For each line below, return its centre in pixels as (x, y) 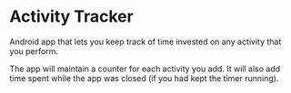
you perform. (34, 51)
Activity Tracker (71, 17)
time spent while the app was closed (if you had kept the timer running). (144, 78)
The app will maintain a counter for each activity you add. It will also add (145, 69)
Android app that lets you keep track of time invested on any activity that (145, 42)
